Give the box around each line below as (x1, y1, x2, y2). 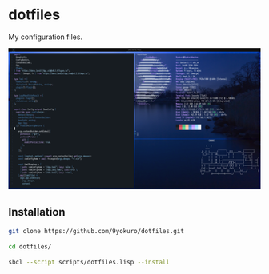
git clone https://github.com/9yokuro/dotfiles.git (8, 228, 184, 236)
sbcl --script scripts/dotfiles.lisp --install (8, 258, 171, 266)
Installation (8, 205, 66, 219)
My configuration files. (8, 32, 82, 42)
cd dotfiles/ (8, 243, 52, 251)
